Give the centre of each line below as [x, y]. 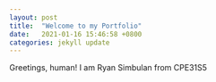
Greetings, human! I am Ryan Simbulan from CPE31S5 [108, 68]
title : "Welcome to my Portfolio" [76, 26]
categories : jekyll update [60, 42]
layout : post [34, 17]
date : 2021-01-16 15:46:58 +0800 [76, 34]
